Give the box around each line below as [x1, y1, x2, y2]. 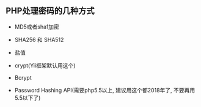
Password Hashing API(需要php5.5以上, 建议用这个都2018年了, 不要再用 [14, 86, 196, 94]
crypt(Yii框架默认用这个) [14, 61, 76, 69]
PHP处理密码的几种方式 [5, 5, 95, 16]
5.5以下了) [14, 94, 41, 102]
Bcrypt [14, 74, 32, 81]
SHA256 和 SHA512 [14, 36, 64, 43]
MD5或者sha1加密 [14, 23, 59, 30]
